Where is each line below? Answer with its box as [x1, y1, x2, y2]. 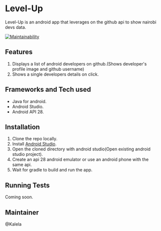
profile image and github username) [12, 66, 84, 72]
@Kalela [5, 221, 22, 227]
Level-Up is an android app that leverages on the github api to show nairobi [5, 19, 157, 25]
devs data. [5, 24, 26, 30]
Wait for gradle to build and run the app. [12, 167, 93, 173]
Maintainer [5, 208, 39, 216]
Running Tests [5, 181, 50, 189]
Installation [5, 123, 40, 131]
